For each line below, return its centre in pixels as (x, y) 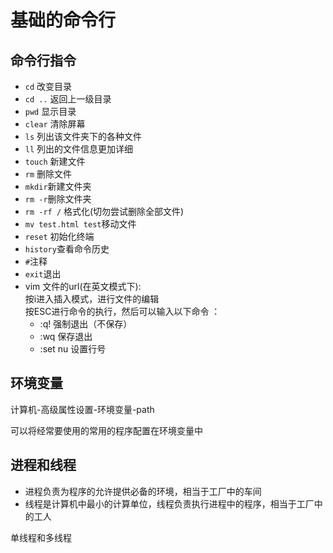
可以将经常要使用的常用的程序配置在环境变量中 (106, 430)
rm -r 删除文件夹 (58, 199)
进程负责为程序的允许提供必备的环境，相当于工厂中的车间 (143, 491)
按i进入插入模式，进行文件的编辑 (92, 299)
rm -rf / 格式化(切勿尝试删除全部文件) (104, 211)
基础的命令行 (63, 20)
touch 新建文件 (55, 161)
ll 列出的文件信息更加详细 (79, 149)
